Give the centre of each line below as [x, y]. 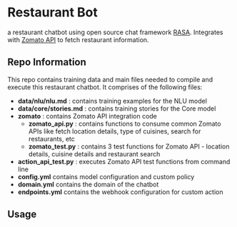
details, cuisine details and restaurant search [94, 153]
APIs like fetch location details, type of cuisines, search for [115, 131]
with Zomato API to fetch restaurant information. [78, 39]
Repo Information [47, 62]
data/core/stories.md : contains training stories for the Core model [117, 109]
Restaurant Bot [53, 12]
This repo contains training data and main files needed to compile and [110, 79]
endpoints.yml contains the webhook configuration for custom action [120, 192]
